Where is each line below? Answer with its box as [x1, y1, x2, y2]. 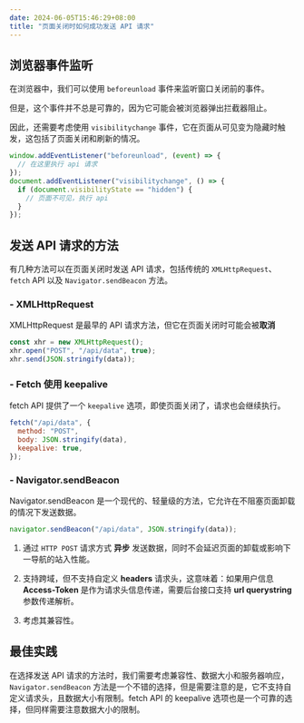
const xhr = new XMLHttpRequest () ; [9, 337, 144, 347]
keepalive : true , [17, 444, 83, 453]
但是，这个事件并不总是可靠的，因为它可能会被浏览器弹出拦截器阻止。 [9, 103, 272, 113]
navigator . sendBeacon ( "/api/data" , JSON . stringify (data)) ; [9, 525, 238, 534]
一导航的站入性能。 [22, 553, 95, 564]
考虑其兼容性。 [22, 614, 79, 626]
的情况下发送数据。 [9, 507, 82, 518]
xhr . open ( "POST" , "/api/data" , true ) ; [9, 347, 156, 356]
